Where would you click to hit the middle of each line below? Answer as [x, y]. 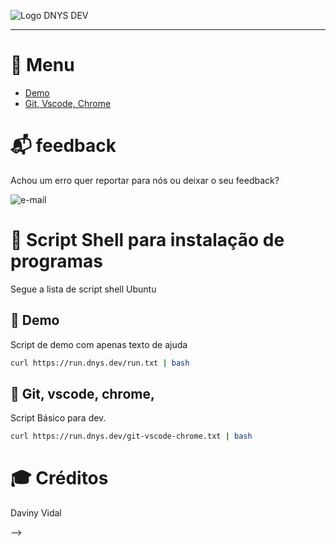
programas [56, 261]
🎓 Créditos [59, 478]
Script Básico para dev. [58, 418]
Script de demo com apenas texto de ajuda [99, 344]
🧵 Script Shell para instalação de [147, 240]
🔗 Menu [42, 65]
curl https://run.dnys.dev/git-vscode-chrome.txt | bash [131, 436]
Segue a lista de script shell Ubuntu [83, 289]
